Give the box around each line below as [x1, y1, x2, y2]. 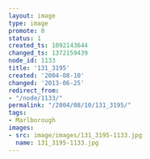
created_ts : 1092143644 [8, 42, 89, 50]
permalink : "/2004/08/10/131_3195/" [8, 101, 131, 109]
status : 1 [8, 34, 42, 43]
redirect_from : [8, 86, 60, 95]
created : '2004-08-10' [8, 71, 85, 79]
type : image [8, 19, 48, 27]
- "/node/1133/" [8, 94, 63, 102]
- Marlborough [8, 116, 56, 124]
